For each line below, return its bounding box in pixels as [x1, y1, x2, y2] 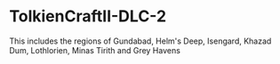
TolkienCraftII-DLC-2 [9, 6, 167, 27]
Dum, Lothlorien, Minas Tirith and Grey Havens [9, 44, 180, 55]
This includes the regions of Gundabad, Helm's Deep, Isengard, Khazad [9, 36, 272, 46]
